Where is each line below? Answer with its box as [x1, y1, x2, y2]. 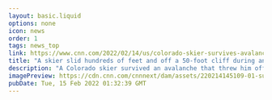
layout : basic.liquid [8, 11, 82, 20]
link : [8, 49, 27, 57]
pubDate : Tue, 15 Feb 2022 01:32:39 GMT [8, 79, 147, 87]
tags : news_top [8, 42, 60, 50]
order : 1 [8, 34, 38, 43]
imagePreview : [8, 72, 57, 80]
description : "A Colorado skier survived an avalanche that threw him [8, 65, 252, 73]
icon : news [8, 27, 45, 35]
